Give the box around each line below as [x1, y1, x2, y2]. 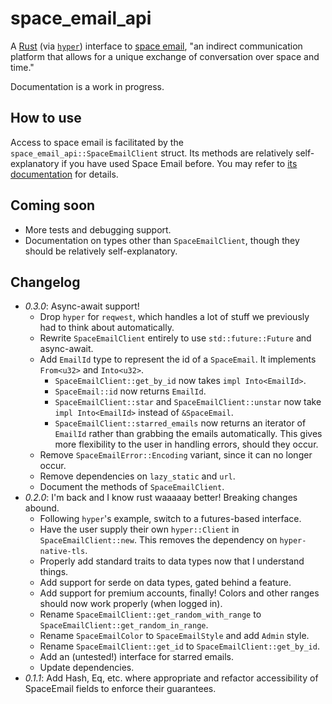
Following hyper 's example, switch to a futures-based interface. [39, 513, 302, 525]
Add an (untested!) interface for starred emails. [39, 651, 234, 663]
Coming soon [10, 197, 96, 214]
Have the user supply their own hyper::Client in [39, 523, 240, 536]
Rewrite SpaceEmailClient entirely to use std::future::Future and [39, 332, 312, 344]
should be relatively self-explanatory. [24, 245, 178, 257]
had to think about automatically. [39, 322, 175, 334]
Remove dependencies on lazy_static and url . [39, 470, 236, 482]
